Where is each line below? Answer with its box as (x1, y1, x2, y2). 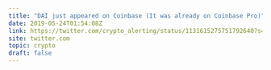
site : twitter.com (8, 34, 70, 43)
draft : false (8, 49, 52, 57)
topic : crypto (8, 42, 56, 50)
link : (8, 27, 27, 35)
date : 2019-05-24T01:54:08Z (8, 19, 103, 27)
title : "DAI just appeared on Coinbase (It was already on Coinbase (8, 11, 244, 20)
